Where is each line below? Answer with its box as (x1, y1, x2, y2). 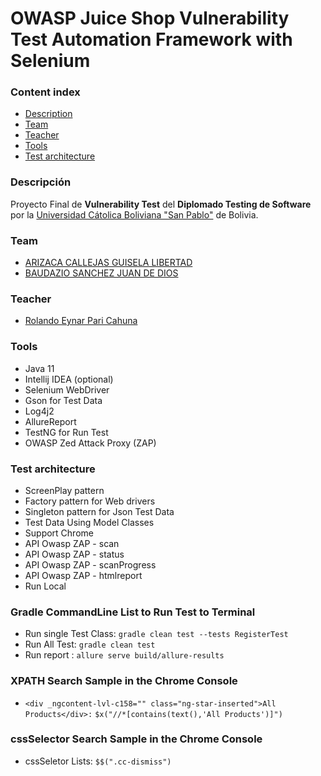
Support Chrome (24, 527, 94, 539)
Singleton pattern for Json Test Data (24, 505, 175, 517)
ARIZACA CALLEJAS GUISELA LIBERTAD (24, 257, 193, 269)
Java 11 (24, 362, 55, 374)
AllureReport (24, 415, 77, 427)
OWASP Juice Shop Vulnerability (10, 7, 290, 30)
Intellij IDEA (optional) (24, 373, 114, 385)
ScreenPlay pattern (24, 484, 105, 496)
